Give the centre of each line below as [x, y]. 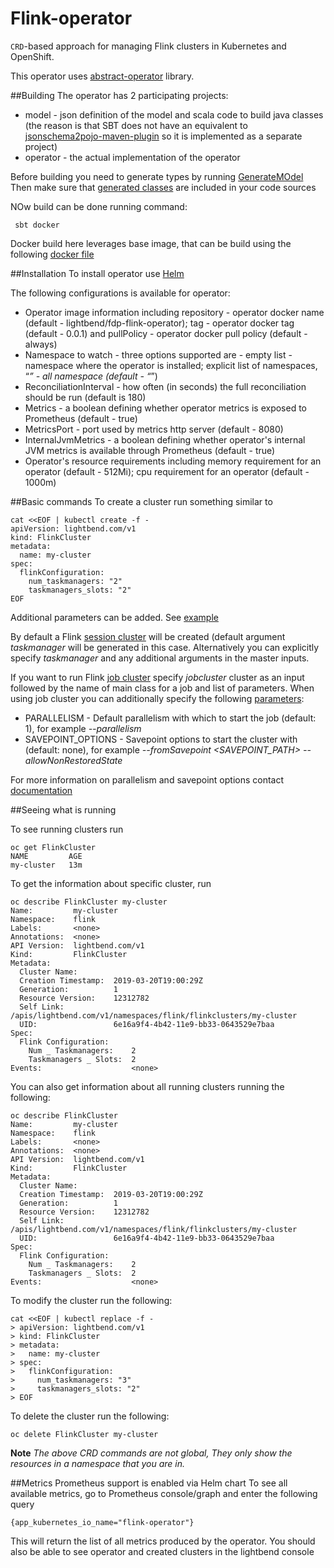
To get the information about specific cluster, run [111, 883]
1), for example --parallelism [83, 728]
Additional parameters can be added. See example [114, 617]
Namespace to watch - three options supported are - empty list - [158, 354]
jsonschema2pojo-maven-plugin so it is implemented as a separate [163, 136]
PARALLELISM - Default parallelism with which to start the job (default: [170, 718]
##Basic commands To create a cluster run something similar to [141, 501]
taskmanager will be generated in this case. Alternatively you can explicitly [165, 647]
